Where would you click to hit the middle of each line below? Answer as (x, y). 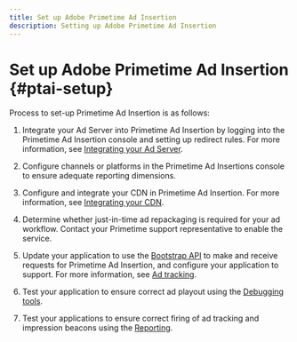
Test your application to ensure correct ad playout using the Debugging (153, 292)
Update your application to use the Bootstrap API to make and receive (150, 256)
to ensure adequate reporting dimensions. (99, 176)
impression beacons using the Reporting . (97, 328)
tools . (32, 301)
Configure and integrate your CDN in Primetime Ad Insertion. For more (151, 193)
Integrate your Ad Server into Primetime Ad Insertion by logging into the (153, 131)
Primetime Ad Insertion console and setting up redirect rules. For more (151, 139)
